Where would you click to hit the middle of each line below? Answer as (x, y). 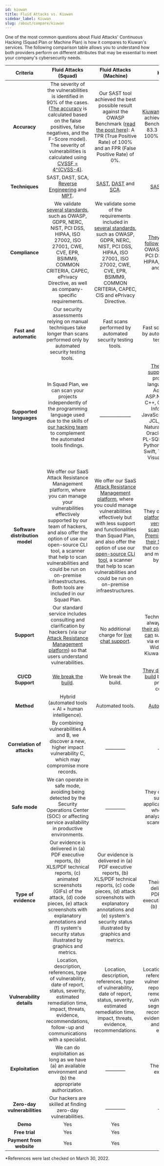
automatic (24, 337)
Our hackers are (68, 1098)
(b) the (68, 1078)
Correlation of (25, 744)
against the (115, 112)
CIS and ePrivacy (115, 295)
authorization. (68, 1090)
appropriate (68, 1084)
